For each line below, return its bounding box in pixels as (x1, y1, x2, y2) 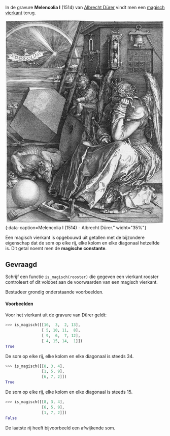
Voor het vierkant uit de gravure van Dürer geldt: (5, 312, 107, 318)
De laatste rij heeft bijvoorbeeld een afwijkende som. (5, 425, 116, 431)
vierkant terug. (5, 10, 37, 16)
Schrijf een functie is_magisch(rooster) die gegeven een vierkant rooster (5, 274, 159, 280)
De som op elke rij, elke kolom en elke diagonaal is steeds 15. (5, 389, 133, 395)
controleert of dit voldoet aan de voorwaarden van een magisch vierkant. (5, 279, 158, 285)
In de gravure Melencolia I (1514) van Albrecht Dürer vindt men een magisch (5, 5, 165, 10)
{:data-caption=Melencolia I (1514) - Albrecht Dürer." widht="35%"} (5, 225, 147, 231)
